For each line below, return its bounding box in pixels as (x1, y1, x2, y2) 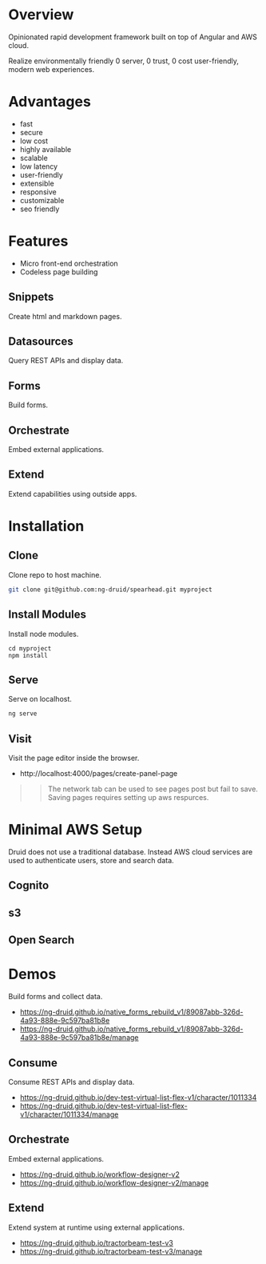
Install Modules (8, 608, 86, 622)
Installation (8, 518, 85, 535)
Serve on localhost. (8, 694, 72, 704)
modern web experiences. (8, 64, 95, 74)
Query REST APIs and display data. (8, 356, 124, 366)
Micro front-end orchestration (19, 258, 118, 268)
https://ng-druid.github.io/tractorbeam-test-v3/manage (19, 1246, 203, 1256)
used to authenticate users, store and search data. (8, 856, 174, 865)
